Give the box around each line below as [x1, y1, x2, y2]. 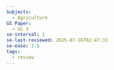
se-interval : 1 [6, 32, 45, 38]
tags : [6, 49, 20, 55]
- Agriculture [12, 15, 48, 21]
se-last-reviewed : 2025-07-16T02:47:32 [6, 37, 108, 43]
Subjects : [6, 9, 32, 15]
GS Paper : [6, 20, 32, 26]
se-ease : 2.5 [6, 43, 40, 49]
